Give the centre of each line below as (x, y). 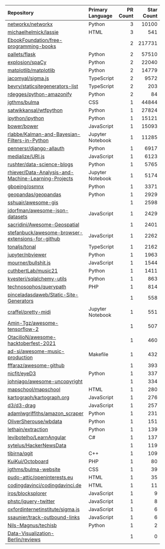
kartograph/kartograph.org (39, 397)
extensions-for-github (34, 239)
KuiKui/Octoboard (28, 461)
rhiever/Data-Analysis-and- (41, 172)
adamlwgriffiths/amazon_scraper (45, 413)
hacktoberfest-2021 (32, 343)
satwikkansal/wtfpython (35, 110)
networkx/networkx (30, 24)
